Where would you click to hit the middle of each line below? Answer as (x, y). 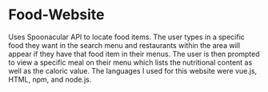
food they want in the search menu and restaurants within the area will (124, 45)
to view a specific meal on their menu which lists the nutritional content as (130, 62)
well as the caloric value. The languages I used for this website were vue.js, (133, 70)
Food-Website (56, 15)
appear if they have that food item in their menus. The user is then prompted (134, 54)
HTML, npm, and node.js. (50, 79)
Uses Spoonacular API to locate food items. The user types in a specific (127, 37)
